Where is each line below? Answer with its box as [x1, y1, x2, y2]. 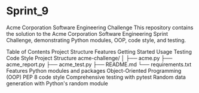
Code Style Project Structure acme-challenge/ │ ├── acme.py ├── [6, 54, 173, 61]
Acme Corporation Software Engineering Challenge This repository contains [6, 24, 194, 31]
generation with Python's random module [6, 79, 109, 87]
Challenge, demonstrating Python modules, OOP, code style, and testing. [6, 36, 186, 44]
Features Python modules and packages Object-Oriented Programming [6, 67, 182, 74]
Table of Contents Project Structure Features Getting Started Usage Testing [6, 48, 192, 55]
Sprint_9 [6, 4, 49, 18]
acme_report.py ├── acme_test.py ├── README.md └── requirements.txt [6, 61, 192, 68]
